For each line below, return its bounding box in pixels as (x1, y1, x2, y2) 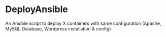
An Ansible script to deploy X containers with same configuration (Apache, (5, 20, 161, 26)
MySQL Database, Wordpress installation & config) (5, 25, 111, 31)
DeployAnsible (5, 4, 69, 15)
